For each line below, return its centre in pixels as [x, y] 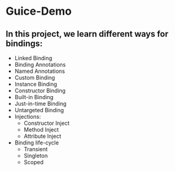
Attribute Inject [43, 136]
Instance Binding [36, 84]
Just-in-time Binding [40, 103]
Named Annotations [40, 71]
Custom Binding [35, 77]
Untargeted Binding [39, 110]
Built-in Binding [34, 97]
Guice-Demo [39, 11]
